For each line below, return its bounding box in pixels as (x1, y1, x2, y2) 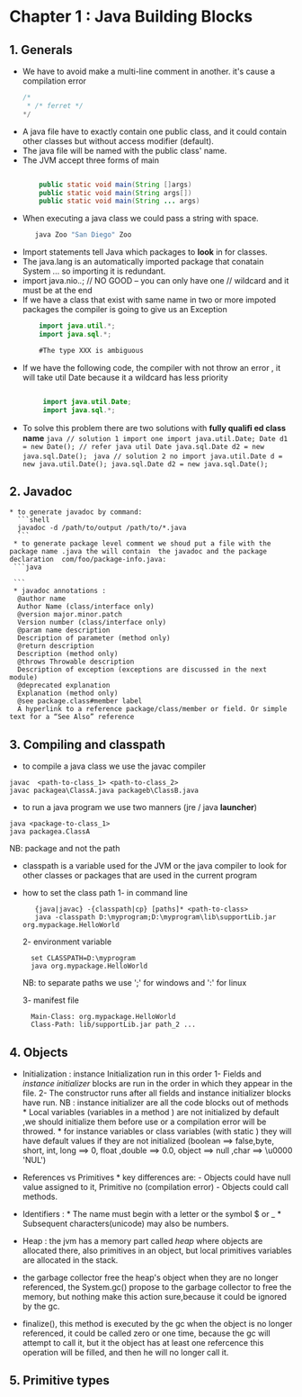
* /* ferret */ (26, 101, 84, 110)
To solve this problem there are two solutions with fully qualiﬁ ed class (22, 422, 286, 433)
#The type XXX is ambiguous (39, 346, 144, 355)
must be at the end (22, 285, 93, 296)
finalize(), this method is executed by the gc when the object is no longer (22, 1318, 293, 1329)
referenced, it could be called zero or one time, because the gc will (22, 1328, 271, 1338)
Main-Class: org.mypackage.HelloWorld (31, 1013, 176, 1022)
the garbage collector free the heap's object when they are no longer (22, 1272, 279, 1283)
